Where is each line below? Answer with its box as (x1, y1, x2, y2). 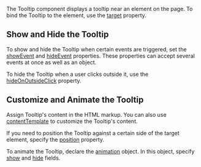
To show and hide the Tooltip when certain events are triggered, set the (6, 45, 187, 53)
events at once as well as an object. (6, 58, 97, 66)
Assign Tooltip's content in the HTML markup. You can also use (6, 111, 167, 118)
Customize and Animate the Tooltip (6, 95, 144, 105)
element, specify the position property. (6, 136, 105, 143)
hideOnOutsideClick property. (6, 76, 82, 84)
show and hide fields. (6, 154, 61, 161)
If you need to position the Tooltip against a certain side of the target (6, 129, 180, 136)
